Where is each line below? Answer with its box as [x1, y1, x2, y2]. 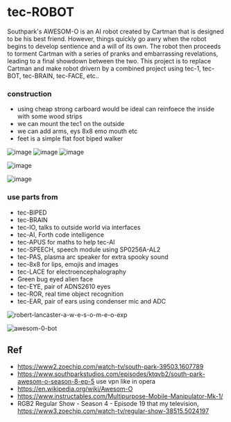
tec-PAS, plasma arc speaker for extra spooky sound [17, 252, 169, 261]
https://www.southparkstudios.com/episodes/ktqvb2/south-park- [17, 370, 205, 378]
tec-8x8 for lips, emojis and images [17, 260, 119, 268]
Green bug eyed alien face [17, 274, 94, 283]
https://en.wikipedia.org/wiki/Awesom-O [17, 384, 133, 393]
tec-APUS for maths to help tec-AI [17, 237, 116, 246]
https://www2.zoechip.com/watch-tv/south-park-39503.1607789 [17, 363, 204, 371]
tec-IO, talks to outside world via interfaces [17, 223, 141, 231]
